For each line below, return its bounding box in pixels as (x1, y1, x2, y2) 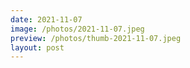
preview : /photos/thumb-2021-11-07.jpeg (10, 33, 182, 43)
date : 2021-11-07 (10, 14, 83, 25)
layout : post (10, 42, 65, 53)
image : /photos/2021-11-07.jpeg (10, 24, 145, 34)
